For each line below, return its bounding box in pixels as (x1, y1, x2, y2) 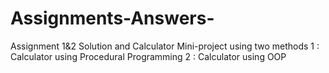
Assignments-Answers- (10, 7, 215, 30)
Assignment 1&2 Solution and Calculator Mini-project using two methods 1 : (10, 40, 320, 52)
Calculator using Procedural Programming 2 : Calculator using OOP (10, 50, 287, 62)
